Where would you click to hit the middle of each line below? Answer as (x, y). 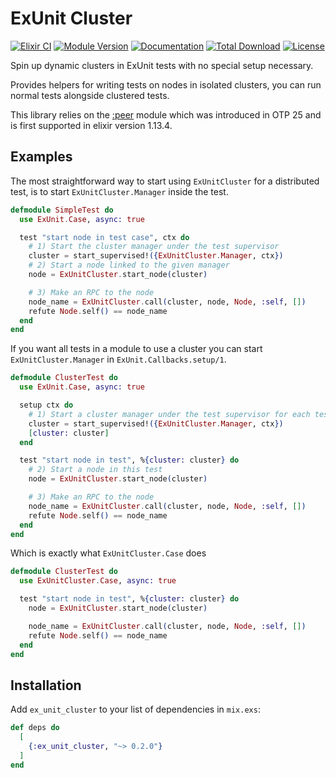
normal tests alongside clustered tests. (90, 95)
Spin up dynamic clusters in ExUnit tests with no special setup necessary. (162, 65)
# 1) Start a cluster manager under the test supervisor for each (169, 414)
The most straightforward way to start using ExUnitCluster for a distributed (165, 181)
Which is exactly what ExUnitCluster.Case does (108, 553)
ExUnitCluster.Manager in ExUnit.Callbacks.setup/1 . (118, 359)
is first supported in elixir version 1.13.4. (91, 125)
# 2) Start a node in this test (95, 470)
